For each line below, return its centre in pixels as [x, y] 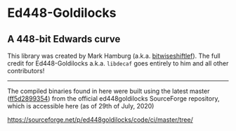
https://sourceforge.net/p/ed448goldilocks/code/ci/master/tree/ [100, 120]
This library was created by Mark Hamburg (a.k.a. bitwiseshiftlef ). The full [114, 56]
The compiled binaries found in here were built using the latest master [109, 91]
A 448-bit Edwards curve [64, 39]
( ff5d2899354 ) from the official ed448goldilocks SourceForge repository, [113, 99]
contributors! [26, 71]
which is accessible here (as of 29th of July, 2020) [81, 106]
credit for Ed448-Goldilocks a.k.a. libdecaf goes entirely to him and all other [118, 63]
